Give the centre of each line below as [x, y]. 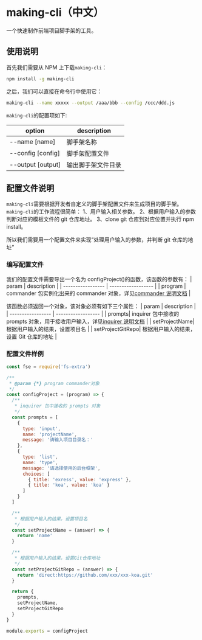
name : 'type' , [40, 462]
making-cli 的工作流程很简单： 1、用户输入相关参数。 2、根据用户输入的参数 [101, 212]
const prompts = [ [35, 417]
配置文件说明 [30, 188]
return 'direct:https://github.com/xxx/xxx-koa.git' [85, 575]
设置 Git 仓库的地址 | [32, 336]
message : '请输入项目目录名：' [58, 440]
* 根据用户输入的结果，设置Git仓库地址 [57, 558]
